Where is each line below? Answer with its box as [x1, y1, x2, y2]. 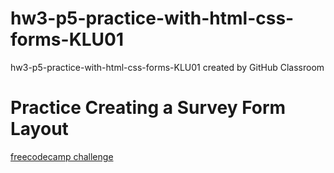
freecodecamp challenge [10, 150, 114, 162]
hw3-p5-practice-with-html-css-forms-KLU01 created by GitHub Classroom [10, 61, 325, 73]
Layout [10, 118, 69, 141]
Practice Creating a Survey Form [10, 97, 287, 119]
